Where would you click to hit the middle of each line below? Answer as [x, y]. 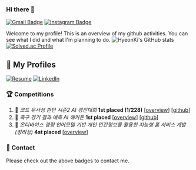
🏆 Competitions [30, 95]
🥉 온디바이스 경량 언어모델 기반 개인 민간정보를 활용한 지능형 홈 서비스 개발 [100, 125]
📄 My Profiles [31, 64]
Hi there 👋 [21, 9]
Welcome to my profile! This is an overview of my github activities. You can [97, 34]
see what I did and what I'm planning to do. [58, 40]
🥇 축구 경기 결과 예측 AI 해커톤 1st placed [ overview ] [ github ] [87, 118]
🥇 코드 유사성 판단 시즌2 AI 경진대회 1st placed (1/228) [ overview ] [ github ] [102, 110]
